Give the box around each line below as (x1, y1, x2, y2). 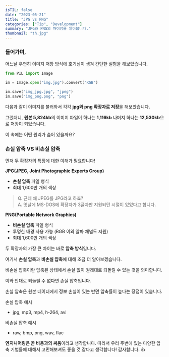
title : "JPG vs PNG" (5, 17, 49, 22)
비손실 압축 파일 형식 (12, 222, 53, 228)
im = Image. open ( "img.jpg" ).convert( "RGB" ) (5, 80, 98, 85)
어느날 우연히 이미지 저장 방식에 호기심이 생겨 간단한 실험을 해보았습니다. (5, 61, 148, 67)
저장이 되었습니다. (10, 121, 46, 127)
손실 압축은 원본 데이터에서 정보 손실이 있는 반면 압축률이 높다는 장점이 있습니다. (5, 288, 163, 294)
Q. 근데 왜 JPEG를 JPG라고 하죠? (17, 195, 83, 201)
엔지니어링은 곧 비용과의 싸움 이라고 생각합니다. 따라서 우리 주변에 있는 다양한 (5, 340, 155, 346)
